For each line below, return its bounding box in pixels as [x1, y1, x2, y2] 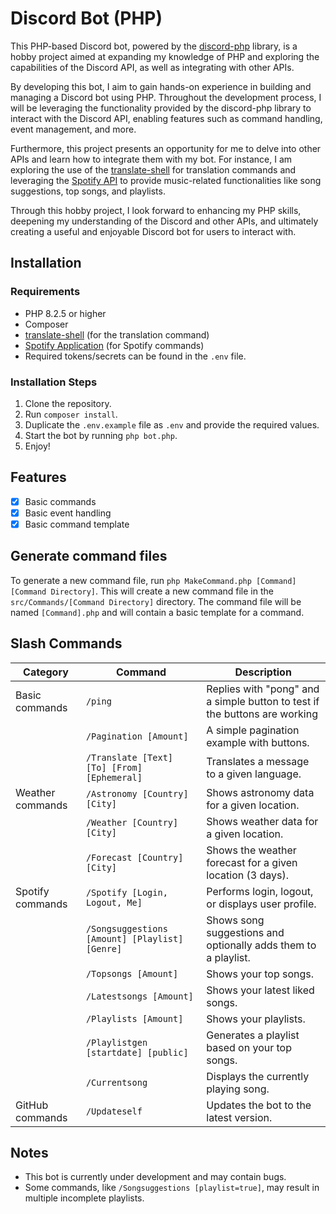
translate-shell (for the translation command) [24, 328, 210, 341]
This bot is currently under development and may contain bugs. [24, 1171, 287, 1183]
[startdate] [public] [85, 1047, 189, 1058]
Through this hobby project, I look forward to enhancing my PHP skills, [10, 204, 302, 216]
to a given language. [206, 767, 302, 781]
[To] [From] [85, 762, 143, 773]
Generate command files [10, 548, 168, 565]
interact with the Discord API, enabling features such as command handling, [10, 112, 323, 124]
